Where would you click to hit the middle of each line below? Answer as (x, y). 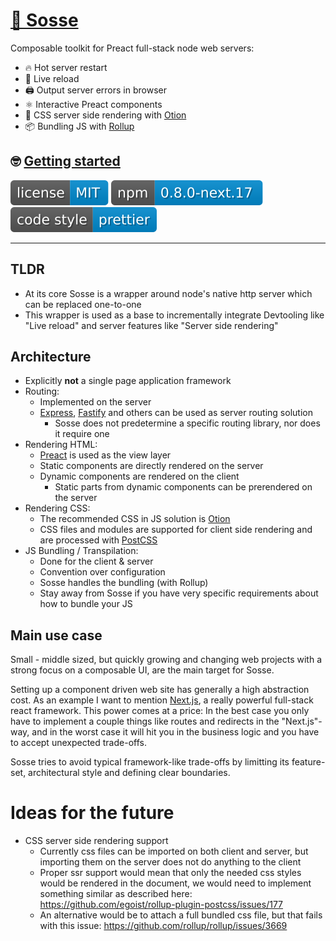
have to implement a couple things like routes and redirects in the (145, 721)
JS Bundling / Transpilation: (81, 551)
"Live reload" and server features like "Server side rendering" (151, 325)
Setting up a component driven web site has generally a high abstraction (160, 690)
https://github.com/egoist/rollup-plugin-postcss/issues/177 (161, 905)
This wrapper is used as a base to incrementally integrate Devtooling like (174, 315)
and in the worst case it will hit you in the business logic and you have (175, 732)
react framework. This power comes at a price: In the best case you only (160, 711)
